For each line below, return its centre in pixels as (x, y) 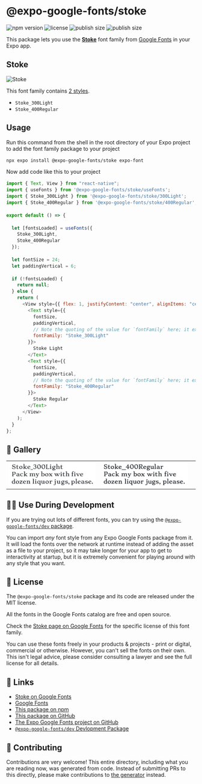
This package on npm (42, 709)
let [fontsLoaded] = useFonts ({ (52, 228)
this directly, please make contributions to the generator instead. (86, 774)
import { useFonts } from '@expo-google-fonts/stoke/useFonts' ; (88, 190)
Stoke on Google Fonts (43, 697)
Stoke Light (48, 349)
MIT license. (22, 603)
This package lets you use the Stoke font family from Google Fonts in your (98, 39)
